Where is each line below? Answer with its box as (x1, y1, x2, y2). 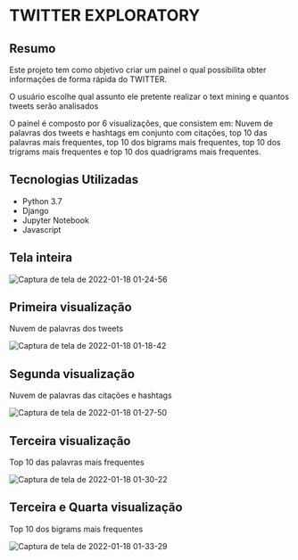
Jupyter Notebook (21, 215, 89, 226)
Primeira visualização (9, 300, 132, 315)
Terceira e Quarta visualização (9, 500, 183, 515)
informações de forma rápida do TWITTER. (9, 74, 168, 85)
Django (21, 205, 49, 216)
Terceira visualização (9, 433, 131, 449)
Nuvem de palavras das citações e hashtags (9, 390, 172, 401)
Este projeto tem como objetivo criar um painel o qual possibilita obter (9, 64, 267, 75)
